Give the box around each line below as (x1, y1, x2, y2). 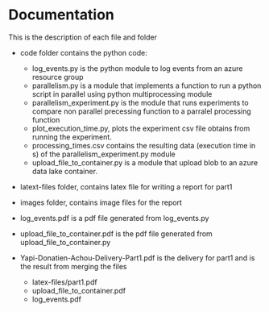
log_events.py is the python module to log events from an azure (31, 63, 243, 73)
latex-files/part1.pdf (31, 277, 98, 287)
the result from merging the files (19, 261, 127, 271)
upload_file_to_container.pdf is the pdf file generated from (19, 228, 213, 239)
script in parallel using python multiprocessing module (31, 89, 213, 98)
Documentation (8, 6, 115, 24)
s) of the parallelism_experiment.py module (31, 149, 176, 159)
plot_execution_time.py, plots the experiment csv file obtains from (31, 123, 250, 133)
